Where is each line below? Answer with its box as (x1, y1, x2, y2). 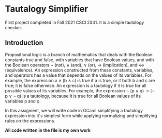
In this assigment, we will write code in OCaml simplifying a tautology (5, 107, 143, 113)
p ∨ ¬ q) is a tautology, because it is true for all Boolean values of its (5, 93, 141, 99)
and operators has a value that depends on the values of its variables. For (5, 72, 152, 78)
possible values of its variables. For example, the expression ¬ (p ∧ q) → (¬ (5, 87, 155, 93)
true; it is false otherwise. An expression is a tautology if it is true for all (5, 83, 147, 88)
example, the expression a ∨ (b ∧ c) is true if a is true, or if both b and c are (5, 77, 155, 83)
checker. (5, 24, 23, 30)
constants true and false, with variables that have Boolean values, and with (5, 57, 154, 63)
